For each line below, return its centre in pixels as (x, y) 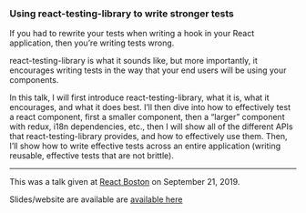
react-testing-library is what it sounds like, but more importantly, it (133, 61)
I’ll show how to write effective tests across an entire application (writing (145, 146)
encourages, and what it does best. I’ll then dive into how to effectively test (150, 107)
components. (34, 80)
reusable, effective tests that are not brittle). (92, 156)
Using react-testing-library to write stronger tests (122, 14)
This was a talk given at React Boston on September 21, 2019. (125, 182)
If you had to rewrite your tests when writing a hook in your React (132, 34)
